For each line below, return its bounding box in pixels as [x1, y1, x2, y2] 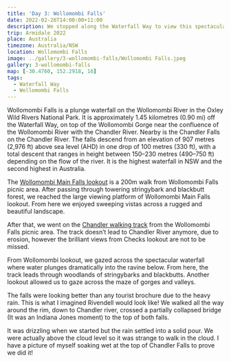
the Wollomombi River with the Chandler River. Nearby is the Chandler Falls [7, 128, 220, 137]
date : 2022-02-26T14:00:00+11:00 [7, 17, 103, 23]
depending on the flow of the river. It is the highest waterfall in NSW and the [7, 157, 222, 165]
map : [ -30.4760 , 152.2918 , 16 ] [7, 68, 97, 74]
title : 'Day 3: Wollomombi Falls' [7, 10, 107, 17]
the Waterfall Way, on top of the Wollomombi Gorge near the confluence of [7, 121, 219, 129]
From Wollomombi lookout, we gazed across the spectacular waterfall [7, 256, 205, 264]
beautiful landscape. [7, 208, 65, 216]
